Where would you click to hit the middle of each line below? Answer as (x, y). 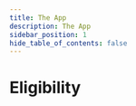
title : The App (38, 18)
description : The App (50, 26)
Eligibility (45, 88)
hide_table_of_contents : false (68, 43)
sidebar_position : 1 (49, 34)
